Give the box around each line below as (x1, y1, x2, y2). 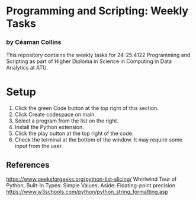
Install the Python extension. (14, 124, 85, 131)
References (6, 159, 50, 170)
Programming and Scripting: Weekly (6, 4, 188, 18)
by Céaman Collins (6, 38, 62, 46)
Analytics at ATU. (6, 64, 49, 71)
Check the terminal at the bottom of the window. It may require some (14, 136, 182, 143)
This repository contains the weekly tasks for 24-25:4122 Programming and (6, 52, 191, 59)
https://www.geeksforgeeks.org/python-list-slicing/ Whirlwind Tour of (6, 175, 177, 183)
